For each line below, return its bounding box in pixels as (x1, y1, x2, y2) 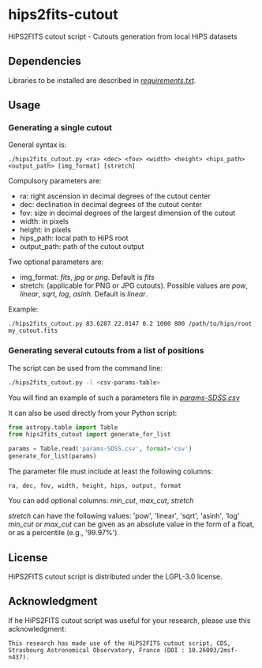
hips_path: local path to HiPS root (19, 233, 129, 243)
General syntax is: (8, 140, 67, 149)
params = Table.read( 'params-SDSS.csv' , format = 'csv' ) (8, 445, 193, 453)
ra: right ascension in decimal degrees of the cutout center (19, 191, 211, 201)
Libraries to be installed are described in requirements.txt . (8, 75, 196, 85)
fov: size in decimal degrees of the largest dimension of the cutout (19, 208, 236, 218)
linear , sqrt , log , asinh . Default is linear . (19, 289, 148, 299)
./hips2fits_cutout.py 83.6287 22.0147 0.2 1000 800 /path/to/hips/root (8, 320, 253, 328)
